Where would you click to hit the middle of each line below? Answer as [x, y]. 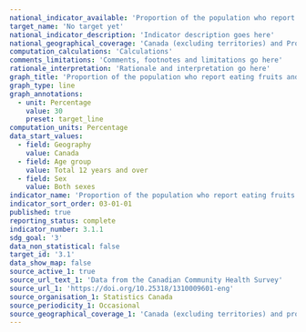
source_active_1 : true [52, 272]
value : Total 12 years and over [87, 170]
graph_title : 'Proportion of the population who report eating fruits [146, 77]
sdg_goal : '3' [36, 237]
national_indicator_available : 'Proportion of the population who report [153, 18]
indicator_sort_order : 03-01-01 [71, 204]
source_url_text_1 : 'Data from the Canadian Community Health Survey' [146, 280]
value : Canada [52, 153]
